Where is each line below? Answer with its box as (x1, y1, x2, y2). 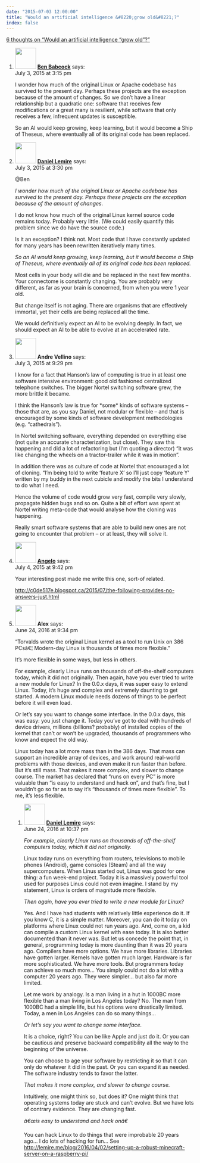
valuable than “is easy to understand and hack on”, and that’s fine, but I (14, 779, 189, 786)
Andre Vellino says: (37, 353, 86, 360)
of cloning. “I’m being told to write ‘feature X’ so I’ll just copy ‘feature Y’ (14, 469, 189, 477)
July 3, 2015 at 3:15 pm (14, 70, 71, 77)
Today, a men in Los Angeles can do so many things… (23, 1010, 157, 1017)
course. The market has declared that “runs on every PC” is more (14, 773, 176, 780)
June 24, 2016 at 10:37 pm (23, 826, 89, 833)
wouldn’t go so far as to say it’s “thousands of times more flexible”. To (14, 786, 186, 793)
